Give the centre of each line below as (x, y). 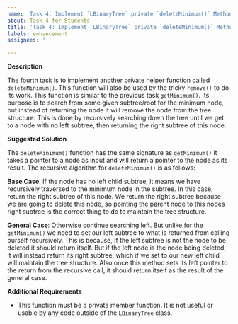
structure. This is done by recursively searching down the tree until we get (116, 118)
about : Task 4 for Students (49, 21)
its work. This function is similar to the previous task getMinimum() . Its (108, 96)
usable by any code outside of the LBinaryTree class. (95, 313)
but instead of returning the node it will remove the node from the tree (109, 110)
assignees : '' (28, 40)
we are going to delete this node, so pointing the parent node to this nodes (116, 204)
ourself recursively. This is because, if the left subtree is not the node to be (117, 241)
